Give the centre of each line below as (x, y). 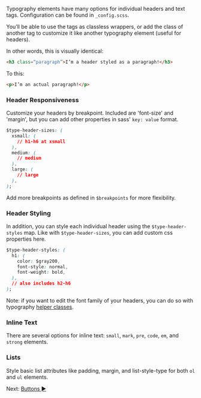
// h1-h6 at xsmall (41, 141)
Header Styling (28, 213)
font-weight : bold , (41, 273)
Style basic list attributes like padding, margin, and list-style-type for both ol (100, 370)
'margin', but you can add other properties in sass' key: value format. (92, 119)
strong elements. (27, 342)
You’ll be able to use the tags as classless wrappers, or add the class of (95, 27)
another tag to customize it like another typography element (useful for (94, 33)
